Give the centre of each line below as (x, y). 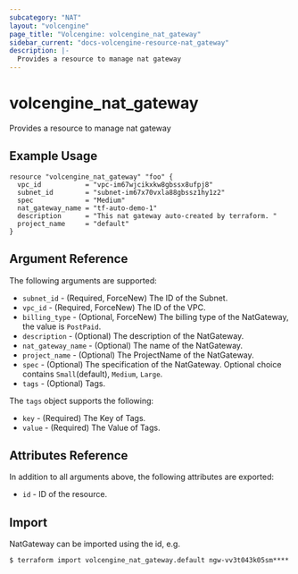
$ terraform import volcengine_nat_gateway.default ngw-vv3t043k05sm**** (149, 561)
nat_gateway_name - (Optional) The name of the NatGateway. (132, 345)
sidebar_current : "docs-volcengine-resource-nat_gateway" (119, 42)
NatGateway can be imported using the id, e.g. (95, 544)
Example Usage (54, 156)
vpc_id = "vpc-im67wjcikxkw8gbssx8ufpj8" (116, 184)
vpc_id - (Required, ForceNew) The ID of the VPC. (114, 307)
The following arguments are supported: (83, 280)
